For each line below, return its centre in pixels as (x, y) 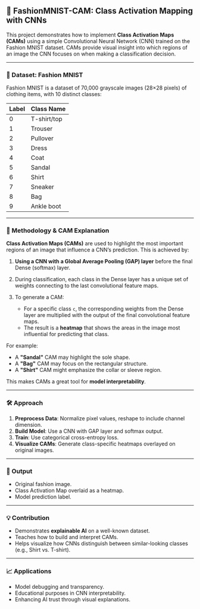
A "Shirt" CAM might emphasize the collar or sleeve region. (88, 370)
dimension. (28, 425)
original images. (35, 450)
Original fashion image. (43, 484)
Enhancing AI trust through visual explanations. (73, 599)
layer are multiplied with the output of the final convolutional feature (107, 315)
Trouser (42, 129)
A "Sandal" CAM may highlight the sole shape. (72, 357)
